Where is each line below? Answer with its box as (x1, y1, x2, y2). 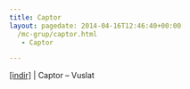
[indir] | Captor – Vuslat (9, 70, 95, 81)
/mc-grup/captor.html (17, 29, 98, 38)
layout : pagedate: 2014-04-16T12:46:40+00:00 (9, 21, 181, 30)
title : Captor (9, 12, 62, 22)
